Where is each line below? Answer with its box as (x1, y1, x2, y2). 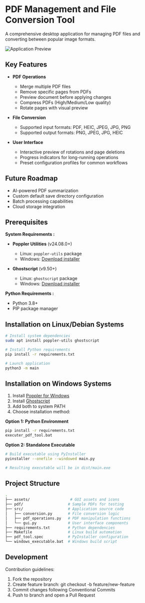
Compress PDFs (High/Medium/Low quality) (19, 99, 111, 105)
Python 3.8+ (12, 300, 38, 307)
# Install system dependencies (5, 334, 70, 339)
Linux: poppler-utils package (19, 251, 82, 257)
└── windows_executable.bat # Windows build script (5, 539, 117, 544)
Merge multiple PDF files (19, 83, 71, 89)
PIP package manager (12, 306, 58, 312)
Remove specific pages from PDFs (19, 89, 91, 95)
